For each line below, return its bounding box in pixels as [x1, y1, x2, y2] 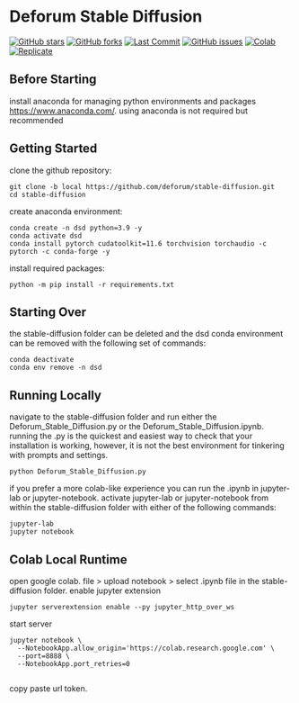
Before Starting [9, 72, 97, 87]
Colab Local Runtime [9, 552, 128, 567]
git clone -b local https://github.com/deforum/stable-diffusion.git [9, 182, 276, 191]
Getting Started [9, 141, 98, 157]
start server [9, 618, 52, 629]
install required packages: [9, 263, 105, 274]
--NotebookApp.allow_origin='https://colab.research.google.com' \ [17, 644, 276, 653]
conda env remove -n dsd [9, 363, 102, 373]
